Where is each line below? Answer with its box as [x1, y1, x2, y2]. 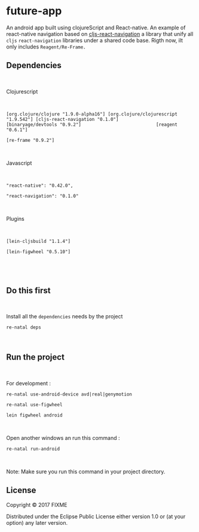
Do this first [6, 285, 51, 296]
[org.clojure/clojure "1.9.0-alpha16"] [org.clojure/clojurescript [6, 111, 178, 117]
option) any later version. [6, 519, 68, 526]
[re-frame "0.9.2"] [6, 137, 55, 143]
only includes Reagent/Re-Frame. [6, 43, 87, 50]
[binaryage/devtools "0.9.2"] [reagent [6, 121, 178, 127]
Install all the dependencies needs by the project [6, 312, 123, 320]
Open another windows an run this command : [6, 434, 121, 441]
